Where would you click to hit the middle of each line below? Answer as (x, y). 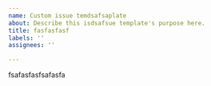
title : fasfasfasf (39, 30)
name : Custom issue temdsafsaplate (68, 16)
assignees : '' (32, 45)
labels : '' (26, 38)
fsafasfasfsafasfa (37, 75)
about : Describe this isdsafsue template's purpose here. (107, 23)
